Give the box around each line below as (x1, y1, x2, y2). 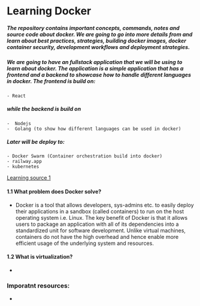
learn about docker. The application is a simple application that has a (7, 65, 184, 72)
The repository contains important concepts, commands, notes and (7, 24, 180, 31)
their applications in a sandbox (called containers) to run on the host (15, 208, 184, 215)
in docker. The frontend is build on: (7, 78, 96, 85)
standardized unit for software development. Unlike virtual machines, (15, 226, 186, 234)
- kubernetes (7, 163, 40, 170)
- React (7, 93, 26, 99)
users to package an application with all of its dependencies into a (15, 220, 179, 228)
